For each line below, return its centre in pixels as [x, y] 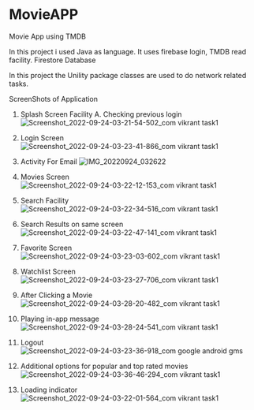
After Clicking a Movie [56, 295]
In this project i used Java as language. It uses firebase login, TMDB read [128, 51]
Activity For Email [49, 161]
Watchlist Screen [48, 271]
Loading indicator [49, 389]
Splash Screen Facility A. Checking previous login [101, 114]
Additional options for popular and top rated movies [104, 366]
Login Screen [42, 138]
